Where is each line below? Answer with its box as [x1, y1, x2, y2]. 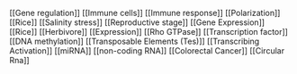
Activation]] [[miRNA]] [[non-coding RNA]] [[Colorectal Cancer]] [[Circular [9, 45, 285, 56]
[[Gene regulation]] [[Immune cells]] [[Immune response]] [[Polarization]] [9, 8, 281, 18]
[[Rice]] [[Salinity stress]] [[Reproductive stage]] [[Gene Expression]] [9, 17, 265, 28]
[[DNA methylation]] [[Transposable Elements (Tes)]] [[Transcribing [9, 36, 260, 46]
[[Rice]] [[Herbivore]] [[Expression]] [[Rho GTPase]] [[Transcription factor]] [9, 27, 288, 37]
